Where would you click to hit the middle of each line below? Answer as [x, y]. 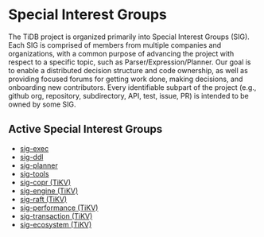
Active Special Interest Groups [85, 129]
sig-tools [34, 173]
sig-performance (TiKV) [59, 208]
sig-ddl [31, 157]
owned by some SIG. [43, 104]
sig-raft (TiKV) [43, 199]
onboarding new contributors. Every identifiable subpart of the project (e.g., [132, 87]
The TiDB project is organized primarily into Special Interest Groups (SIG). [129, 37]
